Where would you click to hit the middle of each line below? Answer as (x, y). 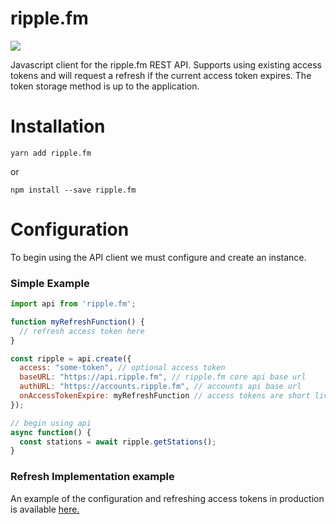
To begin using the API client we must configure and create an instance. (158, 257)
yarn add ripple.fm (51, 153)
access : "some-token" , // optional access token (122, 368)
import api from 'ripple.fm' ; (73, 304)
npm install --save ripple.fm (73, 190)
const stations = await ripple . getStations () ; (118, 442)
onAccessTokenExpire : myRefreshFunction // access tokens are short (165, 396)
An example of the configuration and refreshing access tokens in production (167, 498)
